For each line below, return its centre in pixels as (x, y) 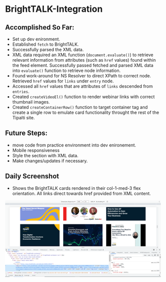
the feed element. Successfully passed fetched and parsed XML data (83, 65)
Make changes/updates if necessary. (50, 161)
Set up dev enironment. (36, 39)
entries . (21, 91)
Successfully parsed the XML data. (48, 50)
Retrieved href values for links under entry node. (63, 81)
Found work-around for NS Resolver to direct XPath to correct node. (82, 76)
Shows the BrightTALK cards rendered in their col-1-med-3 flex (76, 188)
